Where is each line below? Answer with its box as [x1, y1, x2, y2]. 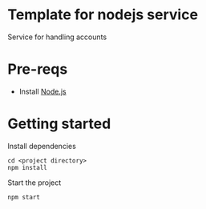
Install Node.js [18, 86, 67, 96]
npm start [7, 193, 41, 201]
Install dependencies [7, 141, 77, 151]
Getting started [7, 115, 111, 133]
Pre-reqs [7, 60, 68, 78]
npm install [7, 163, 47, 171]
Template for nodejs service [7, 6, 198, 24]
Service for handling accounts [7, 32, 107, 42]
